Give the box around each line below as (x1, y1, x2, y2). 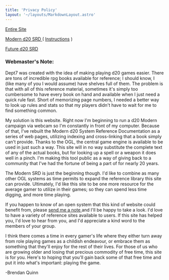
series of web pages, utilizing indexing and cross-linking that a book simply (5, 133, 162, 139)
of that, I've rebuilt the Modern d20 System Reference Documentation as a (5, 128, 160, 134)
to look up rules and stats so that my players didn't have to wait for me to (5, 102, 157, 108)
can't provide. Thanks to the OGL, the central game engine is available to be (5, 139, 163, 145)
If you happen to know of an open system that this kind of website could (5, 201, 155, 208)
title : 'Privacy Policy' (5, 7, 58, 13)
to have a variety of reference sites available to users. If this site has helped (5, 212, 162, 218)
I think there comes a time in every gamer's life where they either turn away (5, 232, 162, 238)
